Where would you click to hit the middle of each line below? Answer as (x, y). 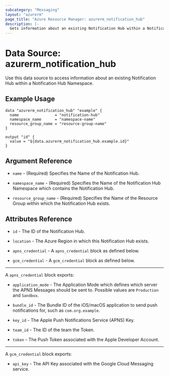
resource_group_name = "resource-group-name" (58, 123)
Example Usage (30, 99)
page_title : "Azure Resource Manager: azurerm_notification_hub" (75, 19)
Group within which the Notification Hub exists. (61, 203)
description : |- (22, 24)
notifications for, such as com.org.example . (56, 310)
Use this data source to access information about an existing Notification (80, 78)
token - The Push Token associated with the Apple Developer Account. (86, 339)
